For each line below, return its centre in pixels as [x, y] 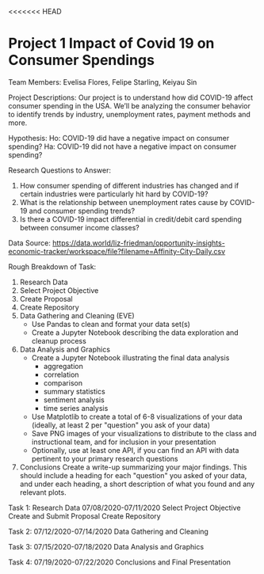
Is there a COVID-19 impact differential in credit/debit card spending [130, 219]
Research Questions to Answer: [60, 170]
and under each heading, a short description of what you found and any [137, 484]
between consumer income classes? [80, 227]
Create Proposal [46, 298]
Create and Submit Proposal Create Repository [84, 516]
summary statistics [74, 391]
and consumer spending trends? [82, 211]
